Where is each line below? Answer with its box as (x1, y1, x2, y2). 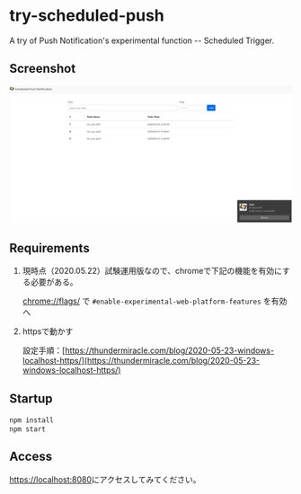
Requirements (9, 240, 90, 256)
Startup (9, 391, 53, 406)
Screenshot (9, 61, 76, 76)
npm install (9, 415, 54, 425)
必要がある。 (30, 277, 78, 287)
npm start (9, 424, 47, 434)
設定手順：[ (22, 345, 66, 356)
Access (9, 449, 52, 464)
